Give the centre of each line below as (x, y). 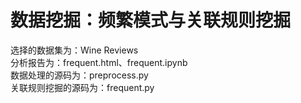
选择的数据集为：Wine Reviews (74, 50)
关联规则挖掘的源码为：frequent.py (82, 87)
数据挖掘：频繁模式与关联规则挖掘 (151, 20)
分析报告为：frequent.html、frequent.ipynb (99, 62)
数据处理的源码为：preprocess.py (79, 75)
